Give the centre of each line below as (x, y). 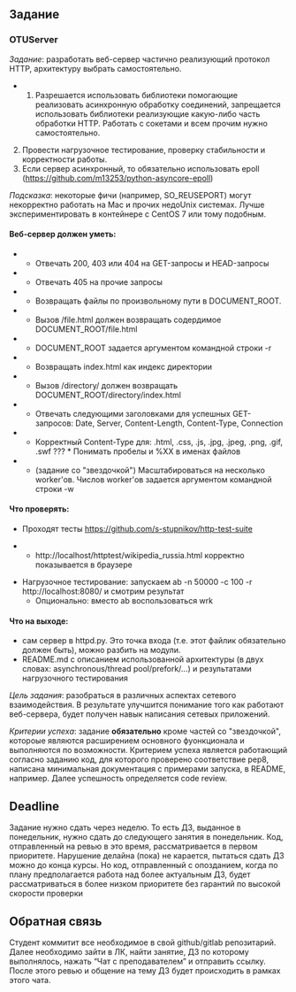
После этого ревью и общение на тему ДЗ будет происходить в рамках (145, 970)
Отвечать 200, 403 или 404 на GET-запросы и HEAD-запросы (152, 263)
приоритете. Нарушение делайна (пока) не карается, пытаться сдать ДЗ (147, 856)
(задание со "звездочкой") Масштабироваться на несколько (150, 470)
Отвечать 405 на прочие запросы (99, 281)
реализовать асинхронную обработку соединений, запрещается (158, 104)
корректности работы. (65, 159)
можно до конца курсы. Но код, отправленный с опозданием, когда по (144, 865)
